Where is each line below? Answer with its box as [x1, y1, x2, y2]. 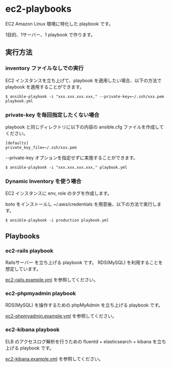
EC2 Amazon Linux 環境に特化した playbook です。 [5, 21, 113, 27]
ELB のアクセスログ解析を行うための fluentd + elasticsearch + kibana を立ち [5, 338, 166, 344]
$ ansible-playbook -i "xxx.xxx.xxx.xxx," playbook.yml [5, 165, 127, 170]
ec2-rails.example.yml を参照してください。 [5, 276, 99, 282]
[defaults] [5, 140, 29, 146]
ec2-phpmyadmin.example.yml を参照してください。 [5, 313, 117, 319]
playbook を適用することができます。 [5, 84, 85, 90]
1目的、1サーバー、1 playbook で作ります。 [5, 31, 96, 37]
